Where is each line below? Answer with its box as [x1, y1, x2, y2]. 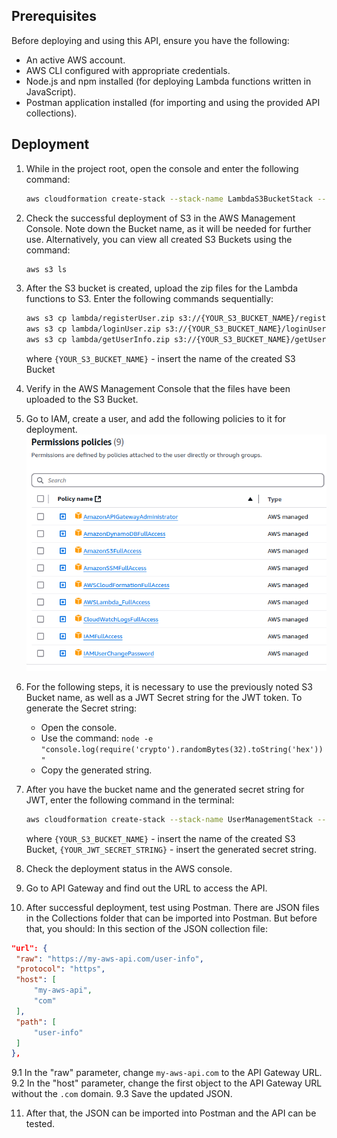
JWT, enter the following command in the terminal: [25, 794, 235, 806]
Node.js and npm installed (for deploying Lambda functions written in [25, 75, 312, 87]
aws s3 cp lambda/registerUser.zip [25, 314, 175, 324]
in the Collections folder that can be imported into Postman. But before [25, 912, 318, 924]
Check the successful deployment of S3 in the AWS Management [25, 212, 296, 224]
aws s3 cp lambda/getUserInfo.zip [25, 335, 170, 345]
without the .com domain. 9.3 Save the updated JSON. [11, 1088, 233, 1100]
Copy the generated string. [40, 764, 153, 776]
